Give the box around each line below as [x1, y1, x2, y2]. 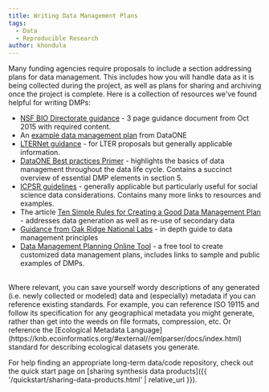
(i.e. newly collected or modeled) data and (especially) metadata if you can [8, 291, 256, 301]
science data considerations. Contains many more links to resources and [19, 190, 261, 200]
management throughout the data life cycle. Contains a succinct [19, 165, 233, 174]
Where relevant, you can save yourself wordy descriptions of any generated [8, 283, 260, 292]
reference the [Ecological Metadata [8, 325, 125, 335]
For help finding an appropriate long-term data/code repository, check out [8, 358, 254, 368]
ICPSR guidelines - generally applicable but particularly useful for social [19, 182, 259, 191]
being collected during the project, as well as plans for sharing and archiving [8, 81, 262, 91]
